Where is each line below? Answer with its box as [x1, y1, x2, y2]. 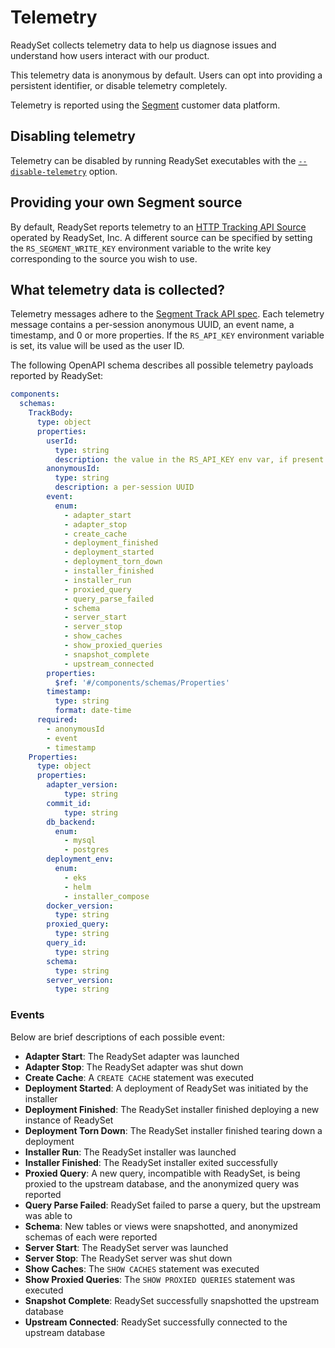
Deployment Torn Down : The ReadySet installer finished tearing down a [24, 1124, 323, 1136]
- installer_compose [63, 891, 150, 901]
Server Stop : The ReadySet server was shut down [24, 1252, 233, 1264]
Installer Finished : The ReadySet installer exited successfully [24, 1156, 278, 1168]
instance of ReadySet [24, 1114, 114, 1126]
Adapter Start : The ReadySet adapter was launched [24, 1050, 240, 1062]
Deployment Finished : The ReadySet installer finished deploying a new [24, 1103, 320, 1115]
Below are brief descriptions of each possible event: [10, 1031, 225, 1043]
